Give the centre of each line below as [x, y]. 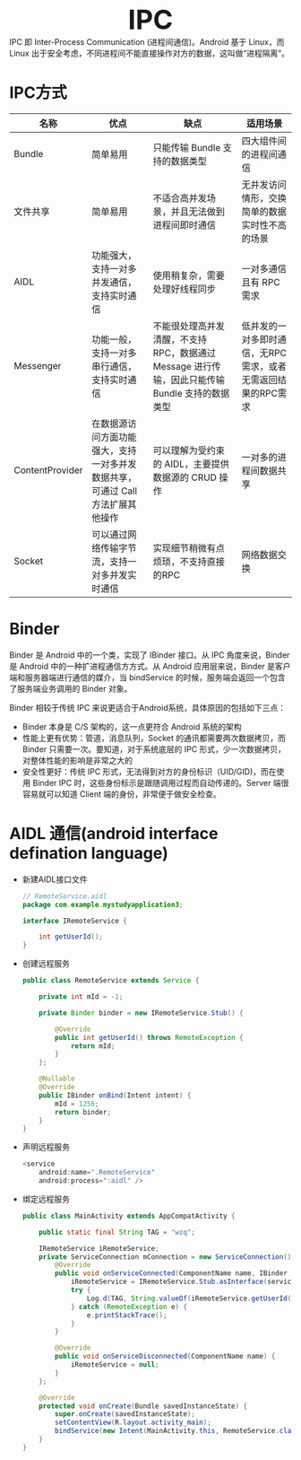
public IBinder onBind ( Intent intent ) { [115, 1095]
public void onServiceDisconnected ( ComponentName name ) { [165, 1357]
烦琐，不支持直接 [189, 561]
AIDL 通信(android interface [114, 834]
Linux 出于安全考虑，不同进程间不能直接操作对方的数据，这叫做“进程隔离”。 [149, 53]
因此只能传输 [198, 380]
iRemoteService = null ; [115, 1365]
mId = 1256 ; [77, 1104]
